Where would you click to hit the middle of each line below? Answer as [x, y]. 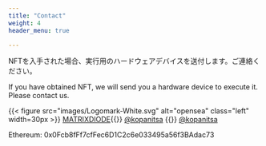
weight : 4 [25, 23]
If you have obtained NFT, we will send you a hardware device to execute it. [133, 87]
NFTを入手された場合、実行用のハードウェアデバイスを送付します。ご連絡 [131, 61]
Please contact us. [39, 96]
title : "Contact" [37, 16]
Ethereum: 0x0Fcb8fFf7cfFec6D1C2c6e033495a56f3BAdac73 [111, 135]
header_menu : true [39, 30]
